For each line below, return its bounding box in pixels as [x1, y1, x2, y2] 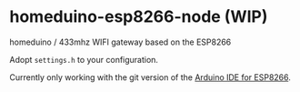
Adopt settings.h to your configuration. [9, 54, 159, 65]
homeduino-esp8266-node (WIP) [9, 6, 268, 27]
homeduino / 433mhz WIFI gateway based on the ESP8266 [9, 36, 232, 47]
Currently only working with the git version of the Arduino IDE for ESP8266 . [9, 71, 291, 83]
